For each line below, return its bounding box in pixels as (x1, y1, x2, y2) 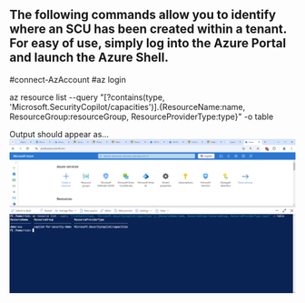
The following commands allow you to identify (9, 7, 277, 23)
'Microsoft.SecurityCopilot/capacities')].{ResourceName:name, (9, 101, 246, 112)
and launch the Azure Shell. (9, 50, 170, 66)
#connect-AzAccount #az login (9, 74, 127, 85)
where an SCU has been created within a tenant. (9, 22, 288, 37)
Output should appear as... (9, 128, 109, 139)
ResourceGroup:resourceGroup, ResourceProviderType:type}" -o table (9, 111, 274, 122)
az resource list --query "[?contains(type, (9, 91, 165, 103)
